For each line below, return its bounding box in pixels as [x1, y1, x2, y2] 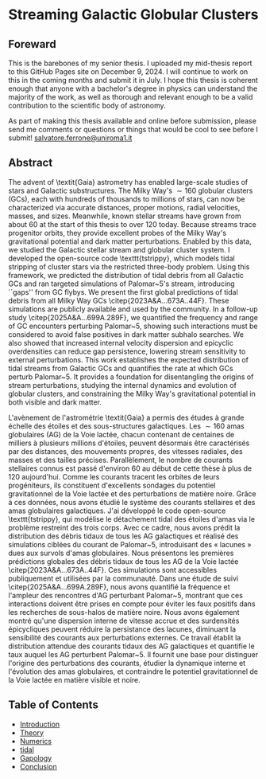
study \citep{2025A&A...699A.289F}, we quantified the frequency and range [8, 312, 258, 322]
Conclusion [19, 761, 57, 771]
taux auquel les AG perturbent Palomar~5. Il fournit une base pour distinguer [8, 649, 259, 659]
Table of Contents [8, 699, 99, 712]
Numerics [19, 736, 52, 746]
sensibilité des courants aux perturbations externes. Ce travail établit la [8, 632, 241, 642]
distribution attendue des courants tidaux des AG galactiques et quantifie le [8, 641, 256, 651]
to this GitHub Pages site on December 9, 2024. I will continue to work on [8, 67, 249, 76]
